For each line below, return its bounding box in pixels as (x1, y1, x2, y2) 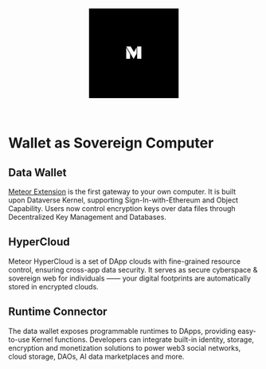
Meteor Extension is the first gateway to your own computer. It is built (8, 187, 237, 196)
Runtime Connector (8, 305, 108, 319)
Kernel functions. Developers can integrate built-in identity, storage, (31, 335, 255, 344)
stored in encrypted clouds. (8, 281, 100, 291)
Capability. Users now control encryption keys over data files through (8, 204, 237, 213)
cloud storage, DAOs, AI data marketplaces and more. (8, 351, 185, 361)
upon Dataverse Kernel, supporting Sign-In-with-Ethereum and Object (8, 195, 239, 205)
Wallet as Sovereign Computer (8, 134, 214, 152)
